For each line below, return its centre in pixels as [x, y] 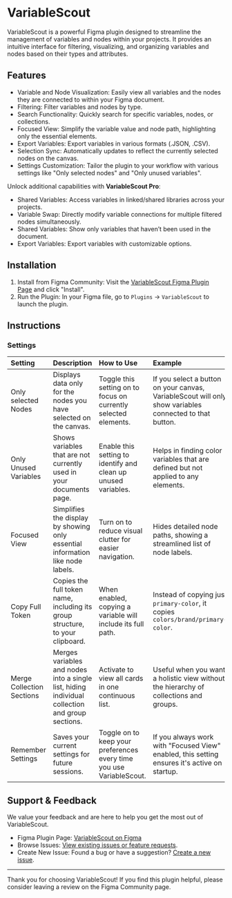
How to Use [118, 363]
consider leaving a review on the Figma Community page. [89, 887]
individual [68, 696]
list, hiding [69, 687]
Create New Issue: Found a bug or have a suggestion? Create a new [114, 852]
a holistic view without [189, 679]
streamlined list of [182, 544]
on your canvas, [179, 388]
